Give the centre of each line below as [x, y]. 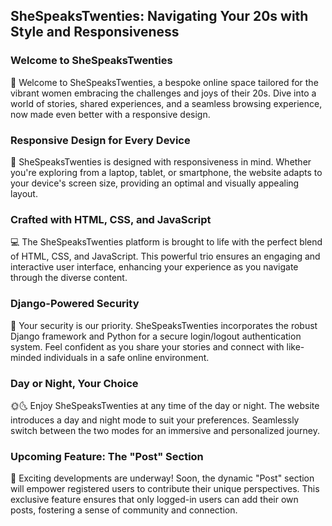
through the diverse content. [69, 278]
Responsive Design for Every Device [100, 140]
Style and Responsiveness [95, 32]
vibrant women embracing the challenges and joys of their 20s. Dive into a [163, 93]
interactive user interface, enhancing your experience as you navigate [154, 267]
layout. [24, 193]
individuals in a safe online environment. [126, 357]
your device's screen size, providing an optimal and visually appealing [155, 183]
